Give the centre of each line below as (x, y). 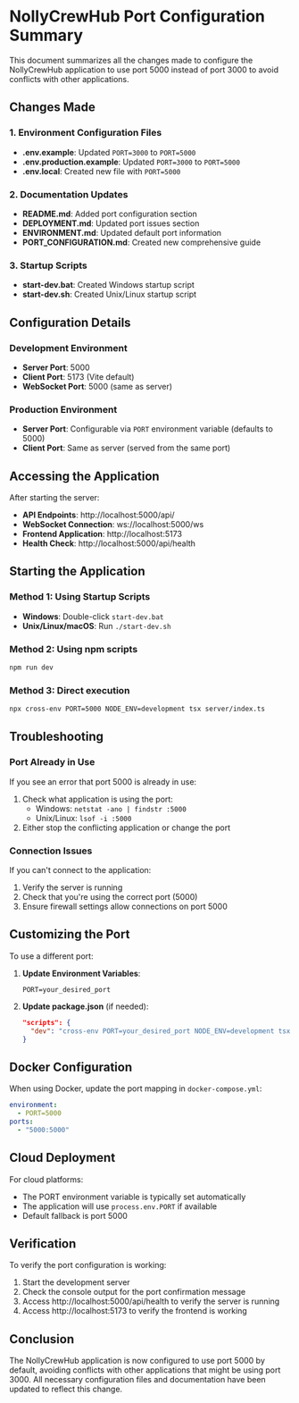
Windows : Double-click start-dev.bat (93, 616)
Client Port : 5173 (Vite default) (78, 376)
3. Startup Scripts (48, 265)
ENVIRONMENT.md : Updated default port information (121, 232)
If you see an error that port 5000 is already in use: (103, 781)
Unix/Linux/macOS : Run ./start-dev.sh (96, 626)
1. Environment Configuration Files (86, 133)
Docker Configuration (71, 1067)
